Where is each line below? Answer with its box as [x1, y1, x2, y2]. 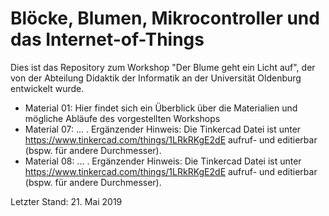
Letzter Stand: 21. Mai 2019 [10, 195, 123, 207]
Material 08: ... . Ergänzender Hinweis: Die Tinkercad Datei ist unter [24, 155, 302, 167]
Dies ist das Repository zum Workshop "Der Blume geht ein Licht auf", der [10, 61, 316, 73]
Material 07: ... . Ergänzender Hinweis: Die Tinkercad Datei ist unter [24, 123, 302, 135]
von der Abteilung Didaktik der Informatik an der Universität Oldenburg [10, 72, 302, 84]
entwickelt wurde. [10, 82, 85, 94]
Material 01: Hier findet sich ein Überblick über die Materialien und [24, 102, 298, 114]
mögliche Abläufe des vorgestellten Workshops [24, 112, 221, 124]
